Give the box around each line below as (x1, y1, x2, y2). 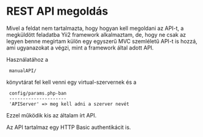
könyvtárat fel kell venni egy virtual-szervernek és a (6, 78, 137, 86)
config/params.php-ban (9, 90, 67, 96)
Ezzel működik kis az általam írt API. (6, 111, 97, 119)
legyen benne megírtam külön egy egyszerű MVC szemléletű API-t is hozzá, (6, 37, 198, 45)
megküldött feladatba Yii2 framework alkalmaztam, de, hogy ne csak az (6, 31, 187, 38)
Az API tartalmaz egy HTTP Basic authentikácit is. (6, 124, 131, 131)
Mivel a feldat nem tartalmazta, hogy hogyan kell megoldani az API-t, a (6, 24, 184, 32)
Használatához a (6, 56, 49, 63)
